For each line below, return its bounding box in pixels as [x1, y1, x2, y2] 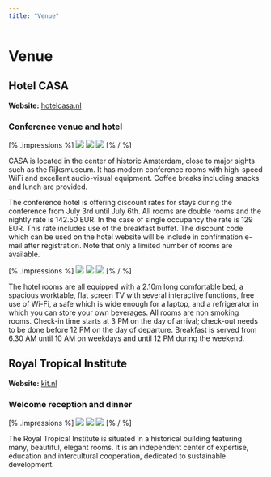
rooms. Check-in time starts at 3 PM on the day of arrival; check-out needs [8, 316, 259, 325]
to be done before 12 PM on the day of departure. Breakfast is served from [8, 324, 257, 334]
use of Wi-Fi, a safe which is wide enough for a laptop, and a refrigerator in [8, 299, 259, 308]
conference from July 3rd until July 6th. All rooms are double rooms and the [8, 206, 261, 216]
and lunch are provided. [8, 182, 88, 191]
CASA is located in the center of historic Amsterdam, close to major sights [8, 156, 256, 165]
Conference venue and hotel [8, 121, 123, 132]
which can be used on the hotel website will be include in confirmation [8, 232, 243, 242]
